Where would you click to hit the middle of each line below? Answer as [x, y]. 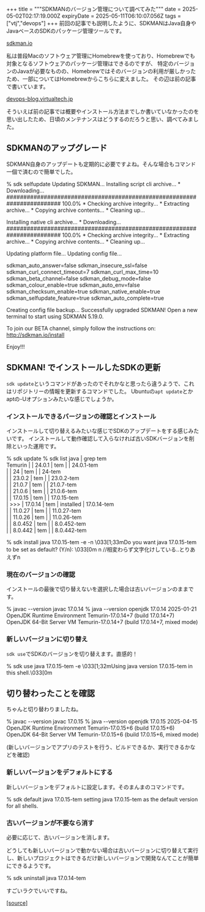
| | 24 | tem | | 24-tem [34, 471]
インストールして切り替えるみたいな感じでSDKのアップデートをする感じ [97, 431]
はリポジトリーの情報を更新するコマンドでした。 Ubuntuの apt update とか [100, 391]
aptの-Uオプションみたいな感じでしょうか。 [62, 399]
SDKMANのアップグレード [57, 148]
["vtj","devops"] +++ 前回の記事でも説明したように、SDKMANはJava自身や [102, 23]
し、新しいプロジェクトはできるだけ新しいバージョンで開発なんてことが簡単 [102, 858]
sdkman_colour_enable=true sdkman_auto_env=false [73, 285]
